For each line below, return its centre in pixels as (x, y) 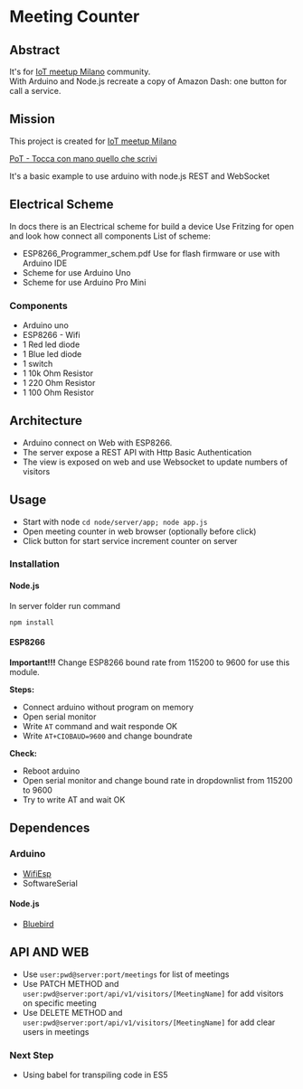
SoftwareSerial (50, 883)
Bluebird (38, 924)
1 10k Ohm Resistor (58, 373)
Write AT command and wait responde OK (100, 726)
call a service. (35, 91)
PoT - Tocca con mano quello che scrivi (84, 158)
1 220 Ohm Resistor (59, 382)
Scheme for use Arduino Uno (76, 272)
